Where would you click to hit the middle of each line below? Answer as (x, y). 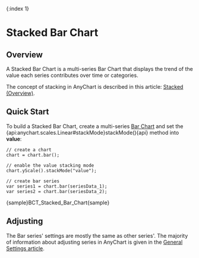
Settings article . (25, 248)
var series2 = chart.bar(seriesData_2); (57, 191)
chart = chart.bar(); (33, 155)
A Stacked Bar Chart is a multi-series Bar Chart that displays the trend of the (99, 69)
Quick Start (28, 112)
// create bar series (33, 181)
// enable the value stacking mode (50, 165)
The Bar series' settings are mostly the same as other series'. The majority (97, 235)
